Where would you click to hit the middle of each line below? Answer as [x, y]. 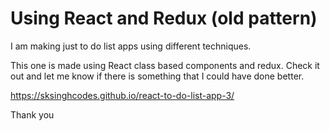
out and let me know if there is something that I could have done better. [157, 76]
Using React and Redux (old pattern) [164, 18]
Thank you [32, 114]
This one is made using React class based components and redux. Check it [165, 65]
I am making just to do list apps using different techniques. [131, 46]
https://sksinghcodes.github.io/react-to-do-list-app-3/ [122, 95]
